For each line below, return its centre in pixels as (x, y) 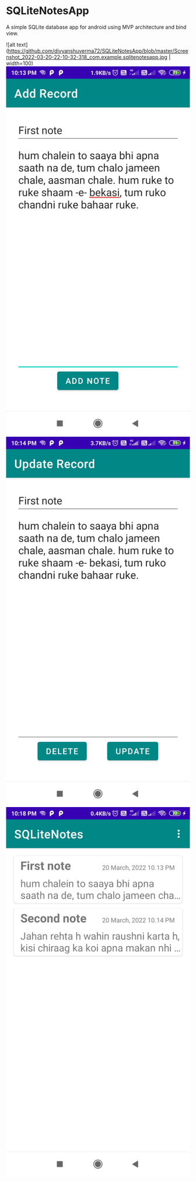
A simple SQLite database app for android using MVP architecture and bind (96, 27)
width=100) (20, 63)
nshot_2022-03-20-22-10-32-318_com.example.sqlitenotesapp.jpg (87, 57)
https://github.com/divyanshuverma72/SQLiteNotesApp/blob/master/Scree (98, 50)
